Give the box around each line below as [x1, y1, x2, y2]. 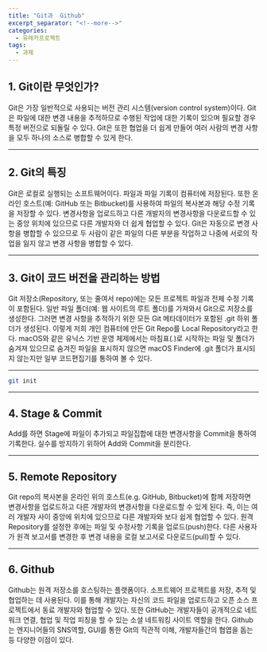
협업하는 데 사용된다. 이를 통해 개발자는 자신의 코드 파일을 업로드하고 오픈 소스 [8, 595, 250, 604]
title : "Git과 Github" [8, 11, 86, 20]
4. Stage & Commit [8, 407, 103, 420]
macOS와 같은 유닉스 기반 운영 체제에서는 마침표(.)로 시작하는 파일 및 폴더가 [18, 334, 255, 344]
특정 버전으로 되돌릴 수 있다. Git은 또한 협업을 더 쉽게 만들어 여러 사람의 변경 [8, 123, 244, 132]
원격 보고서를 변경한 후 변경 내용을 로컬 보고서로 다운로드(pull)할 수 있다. [16, 532, 241, 541]
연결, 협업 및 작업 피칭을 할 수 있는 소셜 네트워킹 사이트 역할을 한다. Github [22, 615, 254, 624]
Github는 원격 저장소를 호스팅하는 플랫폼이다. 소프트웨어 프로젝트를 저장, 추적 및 [8, 585, 257, 595]
